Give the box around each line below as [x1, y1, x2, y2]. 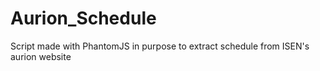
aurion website [10, 50, 72, 62]
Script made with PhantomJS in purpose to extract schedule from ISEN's [10, 40, 310, 52]
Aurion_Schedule [10, 7, 157, 30]
